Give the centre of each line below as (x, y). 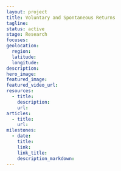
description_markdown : (46, 158)
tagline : (17, 23)
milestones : (21, 130)
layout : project (27, 12)
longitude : (26, 62)
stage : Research (27, 35)
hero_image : (21, 74)
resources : (20, 91)
